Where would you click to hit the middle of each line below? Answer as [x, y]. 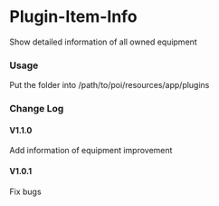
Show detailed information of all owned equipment [103, 42]
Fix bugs [26, 191]
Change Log [37, 109]
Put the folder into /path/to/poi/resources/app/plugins [109, 85]
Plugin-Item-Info [73, 17]
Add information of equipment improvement [91, 151]
